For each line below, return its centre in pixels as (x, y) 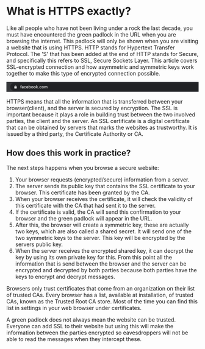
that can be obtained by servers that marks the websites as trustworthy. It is (102, 128)
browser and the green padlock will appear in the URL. (84, 218)
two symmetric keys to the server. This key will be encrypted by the (100, 238)
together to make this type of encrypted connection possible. (83, 73)
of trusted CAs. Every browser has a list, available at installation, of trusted (100, 295)
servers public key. (39, 244)
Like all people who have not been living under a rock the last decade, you (100, 28)
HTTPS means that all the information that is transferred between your (95, 102)
